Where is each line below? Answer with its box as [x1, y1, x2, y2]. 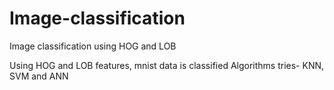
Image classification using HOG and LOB [9, 40, 177, 52]
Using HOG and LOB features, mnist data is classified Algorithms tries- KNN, [9, 59, 325, 71]
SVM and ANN [9, 70, 69, 82]
